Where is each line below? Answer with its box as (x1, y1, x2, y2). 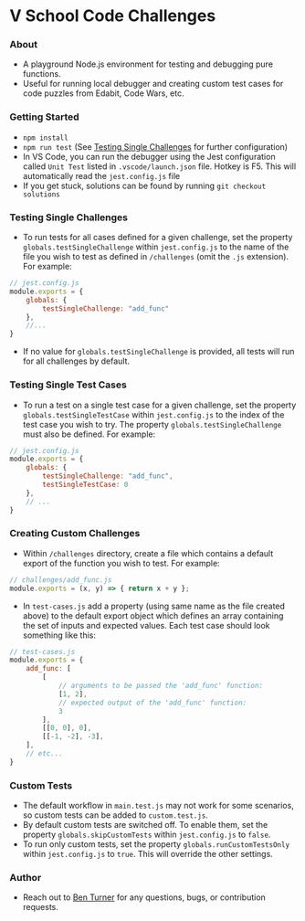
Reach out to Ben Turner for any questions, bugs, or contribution (22, 892, 267, 903)
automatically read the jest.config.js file (22, 170, 181, 181)
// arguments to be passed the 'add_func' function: (58, 682, 263, 691)
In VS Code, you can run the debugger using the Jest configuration (22, 151, 276, 162)
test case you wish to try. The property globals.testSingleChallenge (22, 418, 282, 429)
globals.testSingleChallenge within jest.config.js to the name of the (22, 241, 289, 252)
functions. (22, 69, 61, 79)
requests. (22, 902, 59, 913)
